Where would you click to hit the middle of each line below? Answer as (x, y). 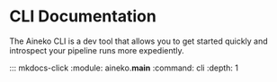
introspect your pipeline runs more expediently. (97, 50)
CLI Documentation (83, 16)
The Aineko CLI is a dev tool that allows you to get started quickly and (138, 41)
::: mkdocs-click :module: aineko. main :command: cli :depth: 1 (124, 68)
